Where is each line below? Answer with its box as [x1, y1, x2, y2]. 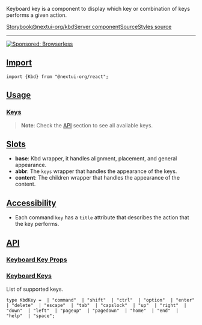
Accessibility [6, 198, 57, 208]
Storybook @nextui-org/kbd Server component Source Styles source [6, 23, 172, 30]
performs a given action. [6, 11, 67, 19]
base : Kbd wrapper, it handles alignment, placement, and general [14, 155, 177, 162]
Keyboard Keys [6, 272, 52, 280]
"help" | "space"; [6, 312, 55, 319]
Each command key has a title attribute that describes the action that [14, 214, 189, 221]
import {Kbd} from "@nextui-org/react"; [6, 73, 109, 80]
